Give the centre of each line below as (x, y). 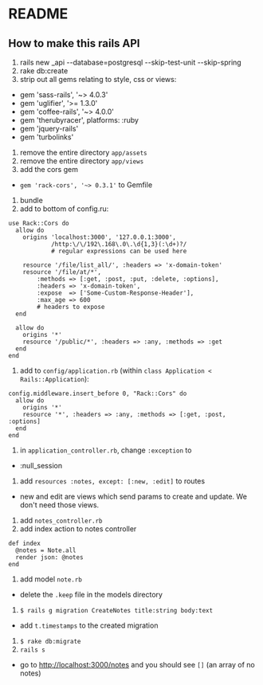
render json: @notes (49, 558)
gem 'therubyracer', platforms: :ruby (79, 120)
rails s (32, 650)
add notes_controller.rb (61, 520)
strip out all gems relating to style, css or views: (98, 79)
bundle (31, 200)
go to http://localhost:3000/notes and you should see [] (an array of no (137, 665)
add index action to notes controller (78, 529)
